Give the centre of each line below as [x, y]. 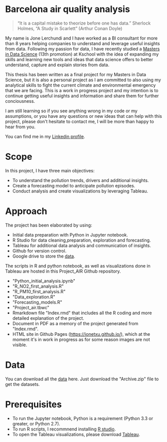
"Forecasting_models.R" [37, 302]
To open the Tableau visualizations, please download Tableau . [76, 434]
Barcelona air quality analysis [68, 9]
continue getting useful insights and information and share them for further [82, 96]
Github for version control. [39, 251]
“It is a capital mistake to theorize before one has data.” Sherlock [84, 23]
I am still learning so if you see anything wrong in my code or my [72, 111]
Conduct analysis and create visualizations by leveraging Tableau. [80, 191]
